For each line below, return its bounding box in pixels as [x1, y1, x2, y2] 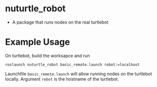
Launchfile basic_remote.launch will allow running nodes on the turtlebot [5, 71, 152, 77]
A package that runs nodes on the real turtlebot [12, 19, 109, 25]
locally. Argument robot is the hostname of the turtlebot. [5, 76, 119, 82]
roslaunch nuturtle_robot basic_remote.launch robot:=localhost [5, 62, 140, 67]
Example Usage [5, 36, 70, 48]
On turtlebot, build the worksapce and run [5, 53, 90, 58]
